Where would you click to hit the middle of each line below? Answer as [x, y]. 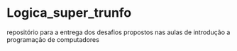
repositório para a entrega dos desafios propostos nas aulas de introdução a [118, 32]
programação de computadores [53, 39]
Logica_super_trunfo [69, 13]
